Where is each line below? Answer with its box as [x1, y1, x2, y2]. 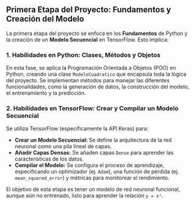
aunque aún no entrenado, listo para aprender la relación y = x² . [6, 192, 164, 199]
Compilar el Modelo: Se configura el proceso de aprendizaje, [14, 162, 164, 169]
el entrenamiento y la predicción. [6, 89, 86, 97]
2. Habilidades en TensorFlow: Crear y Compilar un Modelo [6, 104, 179, 113]
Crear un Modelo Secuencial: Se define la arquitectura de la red [14, 136, 172, 144]
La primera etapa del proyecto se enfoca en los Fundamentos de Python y [6, 30, 188, 37]
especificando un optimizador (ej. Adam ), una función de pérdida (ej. [14, 168, 179, 175]
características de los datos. [14, 155, 84, 162]
